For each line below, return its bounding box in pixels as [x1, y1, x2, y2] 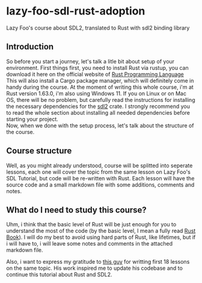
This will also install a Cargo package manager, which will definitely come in [6, 77, 194, 84]
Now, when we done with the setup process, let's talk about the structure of [6, 122, 194, 129]
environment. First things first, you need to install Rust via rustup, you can [6, 64, 189, 71]
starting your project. [6, 115, 58, 122]
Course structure [6, 146, 72, 156]
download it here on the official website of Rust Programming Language [6, 71, 185, 78]
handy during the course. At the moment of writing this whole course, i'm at [6, 83, 194, 91]
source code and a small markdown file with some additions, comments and [6, 181, 195, 188]
